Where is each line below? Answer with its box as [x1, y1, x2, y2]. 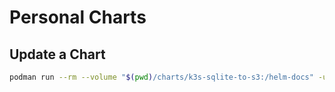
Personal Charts [9, 6, 147, 29]
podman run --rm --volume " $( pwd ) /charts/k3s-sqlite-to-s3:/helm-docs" [9, 72, 314, 82]
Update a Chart [9, 46, 106, 63]
